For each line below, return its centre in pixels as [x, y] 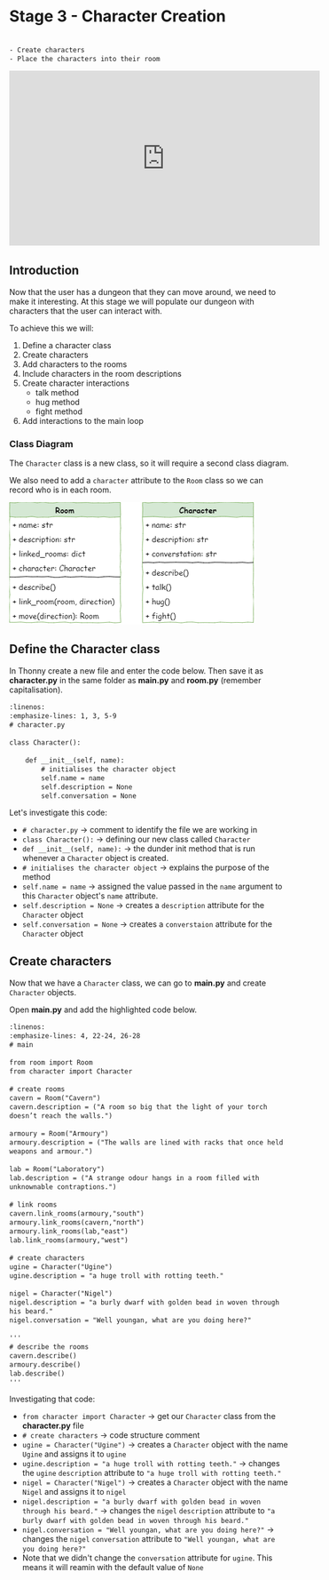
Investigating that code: [52, 1399]
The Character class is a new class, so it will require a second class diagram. [149, 463]
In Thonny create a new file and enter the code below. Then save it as [137, 670]
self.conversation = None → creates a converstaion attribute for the [147, 924]
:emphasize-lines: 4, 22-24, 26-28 [75, 1036]
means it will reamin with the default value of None [113, 1567]
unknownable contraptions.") [63, 1187]
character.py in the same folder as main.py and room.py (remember [135, 680]
